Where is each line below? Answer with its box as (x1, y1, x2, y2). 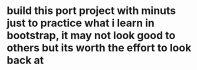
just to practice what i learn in (6, 16, 155, 30)
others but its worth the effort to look (6, 41, 192, 55)
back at (6, 54, 44, 67)
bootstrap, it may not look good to (6, 29, 176, 42)
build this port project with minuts (6, 4, 176, 17)
